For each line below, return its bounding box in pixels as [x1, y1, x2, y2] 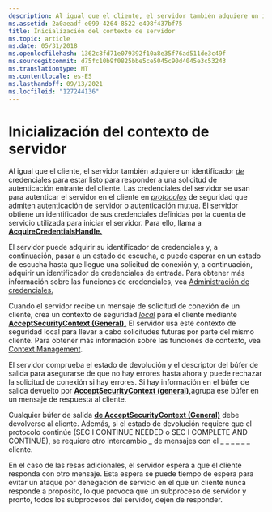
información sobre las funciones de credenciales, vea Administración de [8, 277, 249, 286]
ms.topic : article [8, 34, 70, 43]
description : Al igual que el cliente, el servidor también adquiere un [8, 11, 259, 20]
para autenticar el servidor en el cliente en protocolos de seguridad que [8, 192, 249, 202]
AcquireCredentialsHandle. [8, 226, 103, 236]
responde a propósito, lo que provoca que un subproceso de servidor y [8, 486, 247, 496]
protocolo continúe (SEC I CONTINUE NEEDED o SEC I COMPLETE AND [8, 428, 249, 437]
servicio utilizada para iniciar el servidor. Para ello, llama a [8, 218, 202, 228]
